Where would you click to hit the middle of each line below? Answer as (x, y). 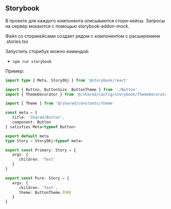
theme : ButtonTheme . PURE (45, 192)
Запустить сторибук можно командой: (47, 51)
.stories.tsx (17, 41)
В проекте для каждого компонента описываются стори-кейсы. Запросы (85, 20)
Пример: (15, 71)
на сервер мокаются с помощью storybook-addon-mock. (67, 26)
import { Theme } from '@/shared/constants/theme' (60, 103)
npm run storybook (32, 61)
